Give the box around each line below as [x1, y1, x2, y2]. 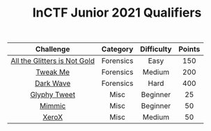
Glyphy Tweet [30, 89, 75, 99]
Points [178, 44, 201, 53]
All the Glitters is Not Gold [10, 55, 95, 65]
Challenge [35, 44, 70, 53]
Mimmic [39, 101, 66, 110]
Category [101, 44, 134, 53]
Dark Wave [34, 78, 71, 88]
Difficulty [140, 44, 172, 53]
